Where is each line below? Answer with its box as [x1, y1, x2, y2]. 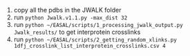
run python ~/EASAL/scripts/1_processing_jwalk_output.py [13, 21, 183, 28]
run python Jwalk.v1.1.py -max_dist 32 [13, 13, 128, 21]
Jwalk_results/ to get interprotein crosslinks [13, 28, 141, 36]
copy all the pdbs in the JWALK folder [13, 6, 122, 14]
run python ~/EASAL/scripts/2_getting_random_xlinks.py [13, 35, 178, 44]
